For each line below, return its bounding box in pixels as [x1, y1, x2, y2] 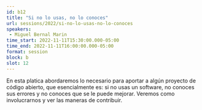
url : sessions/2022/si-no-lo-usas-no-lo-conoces [6, 20, 133, 26]
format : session [6, 49, 48, 55]
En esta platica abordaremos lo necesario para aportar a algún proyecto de [6, 77, 196, 84]
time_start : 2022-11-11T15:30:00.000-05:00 [6, 37, 120, 43]
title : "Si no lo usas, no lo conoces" [6, 15, 109, 21]
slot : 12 [6, 60, 29, 66]
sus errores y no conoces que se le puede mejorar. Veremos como [6, 90, 175, 97]
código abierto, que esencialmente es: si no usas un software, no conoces [6, 83, 195, 90]
